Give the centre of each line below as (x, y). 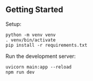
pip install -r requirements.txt (46, 45)
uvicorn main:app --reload (39, 67)
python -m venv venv (31, 35)
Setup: (14, 24)
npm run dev (20, 72)
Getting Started (34, 10)
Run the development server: (41, 56)
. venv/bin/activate (31, 40)
